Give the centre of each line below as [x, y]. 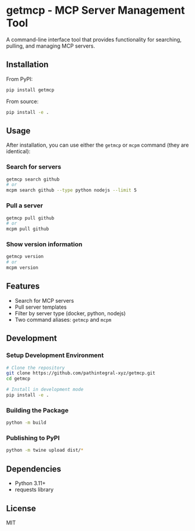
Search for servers [34, 167]
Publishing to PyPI [33, 438]
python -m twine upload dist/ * [45, 451]
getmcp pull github [30, 218]
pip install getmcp [30, 90]
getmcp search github [33, 179]
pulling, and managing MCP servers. [51, 46]
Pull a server [25, 206]
